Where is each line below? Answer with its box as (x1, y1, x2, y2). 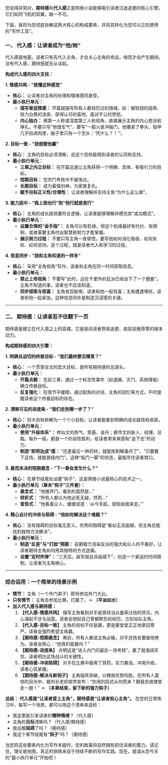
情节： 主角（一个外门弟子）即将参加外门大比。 (12, 590, 110, 597)
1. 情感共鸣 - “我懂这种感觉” (5, 82, 62, 88)
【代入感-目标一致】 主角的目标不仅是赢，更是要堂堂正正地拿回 (19, 622, 151, 628)
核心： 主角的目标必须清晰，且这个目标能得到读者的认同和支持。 (12, 152, 145, 158)
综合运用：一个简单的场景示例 (5, 578, 77, 585)
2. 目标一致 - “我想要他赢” (5, 141, 59, 147)
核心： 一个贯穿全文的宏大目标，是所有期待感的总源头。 (12, 364, 128, 370)
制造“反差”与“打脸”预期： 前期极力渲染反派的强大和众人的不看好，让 (19, 541, 162, 547)
